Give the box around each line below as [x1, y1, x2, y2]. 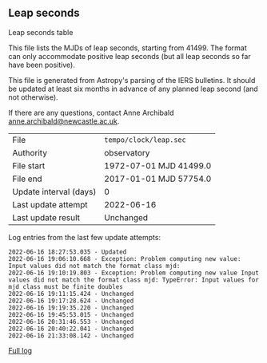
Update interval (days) [12, 186, 97, 197]
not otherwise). [8, 92, 58, 102]
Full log [8, 345, 33, 355]
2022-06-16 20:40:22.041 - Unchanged [8, 325, 134, 333]
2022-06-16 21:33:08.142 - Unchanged [8, 331, 134, 340]
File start [12, 160, 46, 171]
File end [12, 173, 42, 184]
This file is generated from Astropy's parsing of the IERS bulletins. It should [8, 75, 256, 85]
